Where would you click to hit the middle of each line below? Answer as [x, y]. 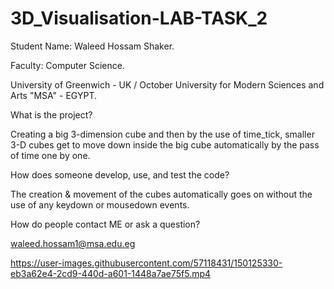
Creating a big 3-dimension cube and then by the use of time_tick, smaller [162, 134]
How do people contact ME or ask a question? [105, 224]
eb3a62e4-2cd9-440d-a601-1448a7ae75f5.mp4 [111, 273]
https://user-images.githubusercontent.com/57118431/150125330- [146, 263]
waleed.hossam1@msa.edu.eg [73, 243]
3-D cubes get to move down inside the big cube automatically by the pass [165, 144]
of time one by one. [50, 155]
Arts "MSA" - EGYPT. [54, 95]
